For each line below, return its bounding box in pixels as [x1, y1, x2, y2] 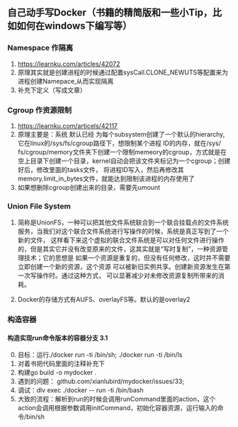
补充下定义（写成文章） [17, 86, 86, 94]
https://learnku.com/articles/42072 [17, 59, 120, 68]
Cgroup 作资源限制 [7, 105, 72, 115]
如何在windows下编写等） [16, 20, 132, 32]
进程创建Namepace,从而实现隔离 [17, 76, 114, 85]
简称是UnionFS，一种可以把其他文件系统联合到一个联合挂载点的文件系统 [17, 218, 229, 227]
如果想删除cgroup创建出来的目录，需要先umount [17, 183, 161, 191]
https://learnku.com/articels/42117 [17, 121, 118, 130]
